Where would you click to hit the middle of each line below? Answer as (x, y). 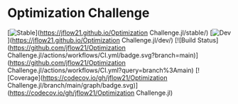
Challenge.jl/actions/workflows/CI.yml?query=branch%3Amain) (101, 70)
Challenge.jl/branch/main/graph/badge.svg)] (73, 85)
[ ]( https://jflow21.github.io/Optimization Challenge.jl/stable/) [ (110, 33)
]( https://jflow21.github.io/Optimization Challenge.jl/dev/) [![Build (102, 40)
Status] (208, 40)
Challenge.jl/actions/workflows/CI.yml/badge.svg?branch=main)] (103, 55)
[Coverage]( (25, 77)
